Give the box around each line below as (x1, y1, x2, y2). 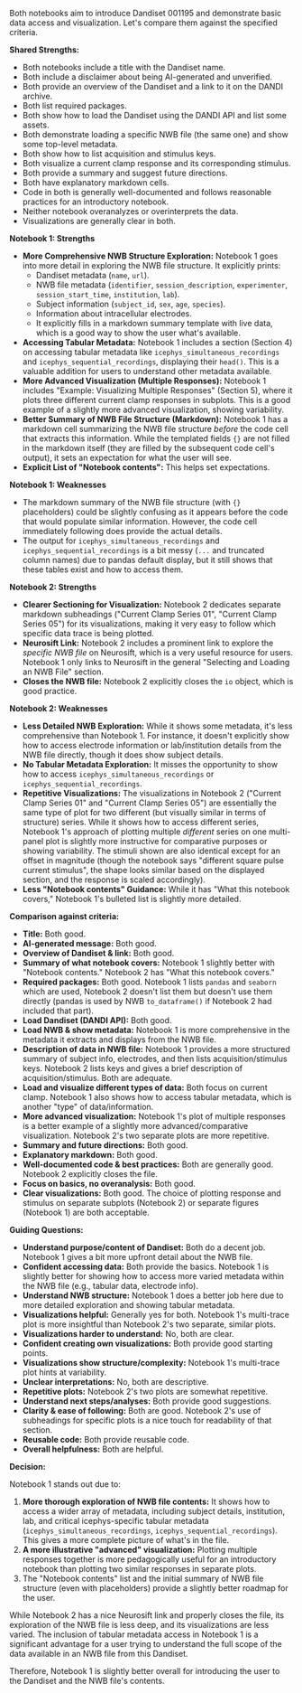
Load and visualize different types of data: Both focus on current (22, 1082, 268, 1093)
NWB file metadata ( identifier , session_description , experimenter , (35, 279, 288, 290)
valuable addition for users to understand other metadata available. (22, 366, 272, 376)
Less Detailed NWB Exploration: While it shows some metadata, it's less (22, 720, 293, 731)
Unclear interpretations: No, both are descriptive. (22, 1377, 209, 1387)
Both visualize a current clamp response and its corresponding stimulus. (22, 158, 291, 168)
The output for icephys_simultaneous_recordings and (22, 535, 220, 546)
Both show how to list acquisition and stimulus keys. (22, 148, 216, 159)
